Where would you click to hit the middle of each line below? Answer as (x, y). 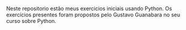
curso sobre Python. (31, 21)
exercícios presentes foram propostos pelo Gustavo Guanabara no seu (93, 15)
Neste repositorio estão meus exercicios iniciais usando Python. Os (89, 9)
